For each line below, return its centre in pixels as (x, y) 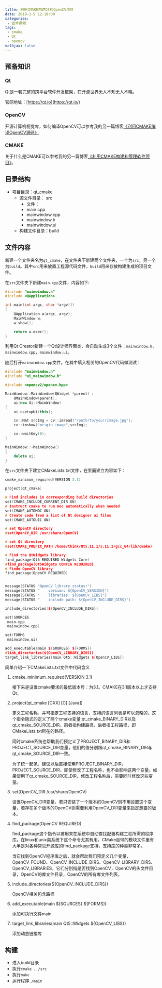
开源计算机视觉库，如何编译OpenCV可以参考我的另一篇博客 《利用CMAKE (78, 126)
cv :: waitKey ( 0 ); (30, 434)
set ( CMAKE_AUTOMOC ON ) (28, 511)
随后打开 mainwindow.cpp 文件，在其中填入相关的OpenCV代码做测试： (73, 363)
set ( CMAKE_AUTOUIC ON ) (28, 520)
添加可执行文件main (32, 914)
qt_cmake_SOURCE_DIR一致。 (42, 754)
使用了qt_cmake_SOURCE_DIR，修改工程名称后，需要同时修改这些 (82, 776)
